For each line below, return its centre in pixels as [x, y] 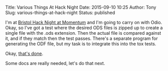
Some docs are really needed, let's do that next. [55, 63]
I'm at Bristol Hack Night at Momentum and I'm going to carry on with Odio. [84, 22]
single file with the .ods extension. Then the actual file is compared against [83, 33]
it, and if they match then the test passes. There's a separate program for [81, 38]
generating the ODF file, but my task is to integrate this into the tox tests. [81, 44]
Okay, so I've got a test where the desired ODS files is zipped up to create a [84, 28]
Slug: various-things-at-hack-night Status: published [60, 13]
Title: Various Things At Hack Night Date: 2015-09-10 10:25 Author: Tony [81, 7]
